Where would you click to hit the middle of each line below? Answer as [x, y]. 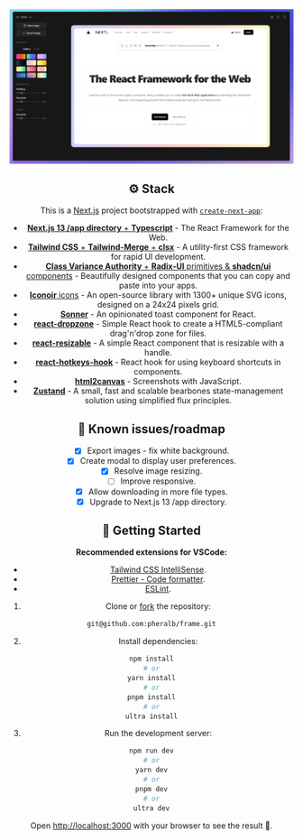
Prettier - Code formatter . [158, 579]
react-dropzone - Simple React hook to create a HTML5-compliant [158, 324]
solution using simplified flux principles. [158, 401]
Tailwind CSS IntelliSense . [158, 570]
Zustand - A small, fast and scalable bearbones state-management [158, 391]
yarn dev [151, 771]
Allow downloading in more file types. [158, 492]
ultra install [151, 716]
